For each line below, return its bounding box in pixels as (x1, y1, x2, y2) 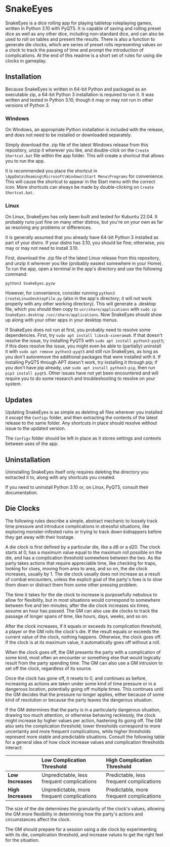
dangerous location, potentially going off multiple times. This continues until (5, 686, 163, 692)
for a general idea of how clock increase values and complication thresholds (5, 739, 164, 745)
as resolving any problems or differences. (5, 224, 92, 230)
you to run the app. (5, 158, 45, 164)
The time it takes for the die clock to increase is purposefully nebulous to (5, 591, 158, 598)
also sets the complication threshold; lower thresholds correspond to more (5, 723, 161, 729)
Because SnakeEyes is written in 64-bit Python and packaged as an (5, 86, 147, 92)
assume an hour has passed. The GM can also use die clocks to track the (5, 607, 158, 614)
